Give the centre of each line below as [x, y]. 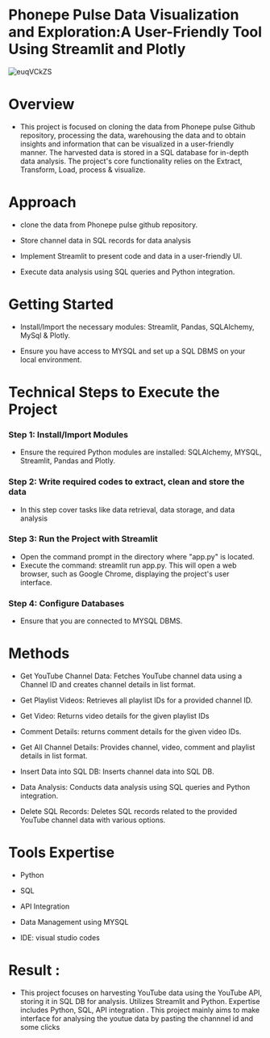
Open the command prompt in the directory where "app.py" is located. [137, 556]
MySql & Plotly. [45, 335]
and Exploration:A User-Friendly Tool [135, 32]
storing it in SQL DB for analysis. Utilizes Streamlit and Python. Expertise [140, 1001]
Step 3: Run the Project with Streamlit [83, 539]
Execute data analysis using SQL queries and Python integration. [127, 272]
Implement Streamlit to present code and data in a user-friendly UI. [131, 255]
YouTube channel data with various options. [93, 820]
